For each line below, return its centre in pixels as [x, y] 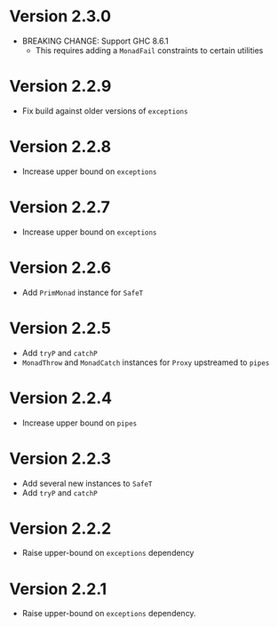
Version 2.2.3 [60, 458]
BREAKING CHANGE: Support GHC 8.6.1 [95, 41]
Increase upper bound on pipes [79, 423]
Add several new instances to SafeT [87, 483]
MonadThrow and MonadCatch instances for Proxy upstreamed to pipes [146, 362]
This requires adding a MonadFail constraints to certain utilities [149, 50]
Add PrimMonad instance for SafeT [83, 292]
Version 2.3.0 [60, 16]
